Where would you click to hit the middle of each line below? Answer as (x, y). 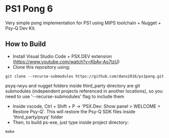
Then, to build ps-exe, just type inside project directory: (71, 122)
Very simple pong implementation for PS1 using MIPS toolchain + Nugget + (83, 23)
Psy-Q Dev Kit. (21, 28)
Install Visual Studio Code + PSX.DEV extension (62, 56)
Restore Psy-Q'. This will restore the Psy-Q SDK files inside (74, 111)
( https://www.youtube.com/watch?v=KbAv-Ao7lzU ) (66, 62)
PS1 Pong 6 (29, 9)
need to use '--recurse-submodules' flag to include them (65, 96)
